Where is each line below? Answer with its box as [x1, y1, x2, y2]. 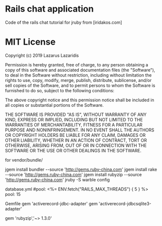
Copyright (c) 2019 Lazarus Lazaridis [5, 52, 79, 58]
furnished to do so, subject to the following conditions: [5, 87, 114, 93]
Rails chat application [5, 3, 94, 15]
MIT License [5, 36, 56, 48]
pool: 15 [5, 191, 21, 197]
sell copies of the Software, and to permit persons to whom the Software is [5, 82, 156, 88]
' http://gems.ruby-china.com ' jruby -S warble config [5, 177, 110, 182]
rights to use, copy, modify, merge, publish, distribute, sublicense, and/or [5, 77, 152, 83]
